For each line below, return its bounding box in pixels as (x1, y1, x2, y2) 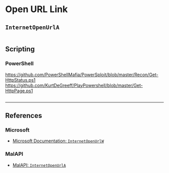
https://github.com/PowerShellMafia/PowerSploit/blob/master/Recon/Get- (5, 72, 158, 78)
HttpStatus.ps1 (5, 77, 36, 83)
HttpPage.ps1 (5, 87, 33, 94)
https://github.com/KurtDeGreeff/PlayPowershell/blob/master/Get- (5, 82, 143, 88)
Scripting (5, 45, 35, 53)
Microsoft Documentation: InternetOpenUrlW (12, 138, 104, 144)
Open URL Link (5, 4, 68, 15)
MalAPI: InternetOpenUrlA (12, 162, 66, 168)
